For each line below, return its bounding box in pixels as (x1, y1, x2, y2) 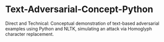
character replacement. (5, 31, 54, 37)
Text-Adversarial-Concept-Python (5, 4, 153, 15)
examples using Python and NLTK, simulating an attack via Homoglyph (5, 25, 152, 31)
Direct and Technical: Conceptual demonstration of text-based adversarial (5, 20, 160, 26)
